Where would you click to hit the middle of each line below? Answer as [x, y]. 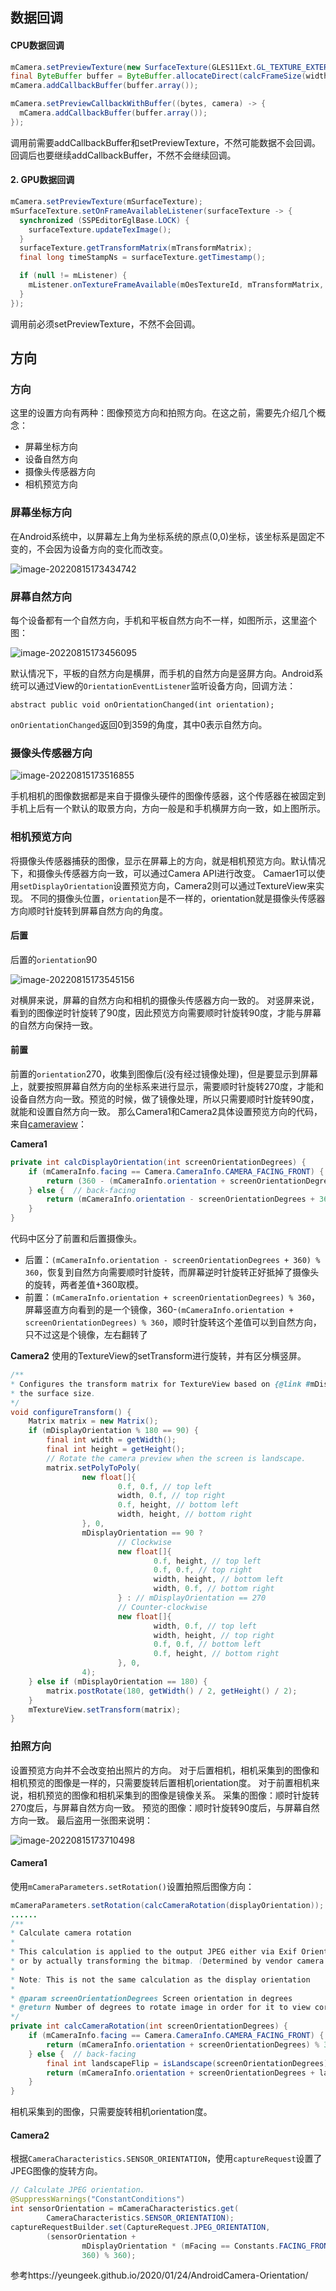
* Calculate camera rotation [71, 1933]
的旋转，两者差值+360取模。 [84, 1285]
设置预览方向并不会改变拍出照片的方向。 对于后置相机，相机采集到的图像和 [165, 1770]
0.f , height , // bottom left [178, 1505]
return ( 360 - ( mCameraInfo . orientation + [136, 1181]
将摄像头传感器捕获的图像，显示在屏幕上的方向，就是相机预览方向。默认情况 [168, 860]
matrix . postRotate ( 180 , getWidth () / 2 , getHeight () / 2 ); [172, 1691]
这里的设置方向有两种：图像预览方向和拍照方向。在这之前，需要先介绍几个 [163, 413]
